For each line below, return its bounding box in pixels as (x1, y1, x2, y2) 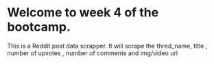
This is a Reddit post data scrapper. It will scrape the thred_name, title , (7, 42, 208, 50)
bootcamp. (7, 19, 71, 35)
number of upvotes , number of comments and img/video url (7, 49, 178, 57)
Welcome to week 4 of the (7, 5, 159, 20)
